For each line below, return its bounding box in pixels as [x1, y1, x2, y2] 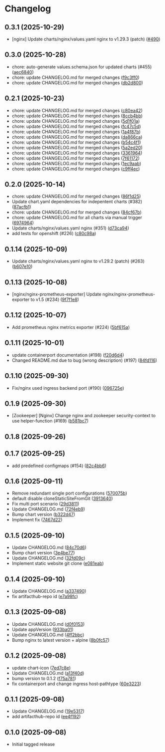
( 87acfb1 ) [11, 204, 31, 210]
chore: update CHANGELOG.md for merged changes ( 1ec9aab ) [11, 160, 142, 166]
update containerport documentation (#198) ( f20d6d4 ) [11, 352, 124, 358]
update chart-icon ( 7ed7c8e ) [11, 665, 71, 671]
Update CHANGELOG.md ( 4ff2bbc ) [11, 632, 84, 638]
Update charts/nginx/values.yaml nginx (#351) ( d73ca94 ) [11, 225, 130, 231]
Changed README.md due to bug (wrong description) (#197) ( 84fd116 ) [11, 357, 158, 363]
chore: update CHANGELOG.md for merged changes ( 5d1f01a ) [11, 118, 140, 124]
